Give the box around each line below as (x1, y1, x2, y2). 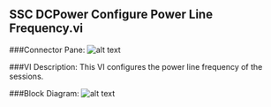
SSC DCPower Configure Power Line (9, 7, 214, 22)
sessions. (9, 71, 44, 81)
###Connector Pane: (9, 44, 86, 55)
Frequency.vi (9, 21, 84, 36)
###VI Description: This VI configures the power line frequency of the (9, 61, 263, 72)
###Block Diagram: (9, 88, 79, 98)
